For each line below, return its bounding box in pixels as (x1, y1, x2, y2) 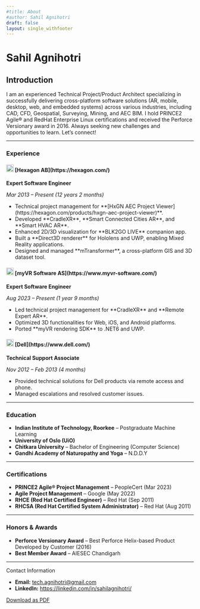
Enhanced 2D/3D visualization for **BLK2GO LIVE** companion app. (14, 228, 186, 235)
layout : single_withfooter (6, 25, 73, 32)
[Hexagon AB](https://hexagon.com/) (14, 166, 110, 173)
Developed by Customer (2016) (14, 543, 92, 550)
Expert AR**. (14, 312, 48, 320)
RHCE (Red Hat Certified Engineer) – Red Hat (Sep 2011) (14, 497, 154, 504)
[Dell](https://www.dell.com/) (14, 341, 90, 348)
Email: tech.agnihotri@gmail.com (14, 578, 97, 586)
